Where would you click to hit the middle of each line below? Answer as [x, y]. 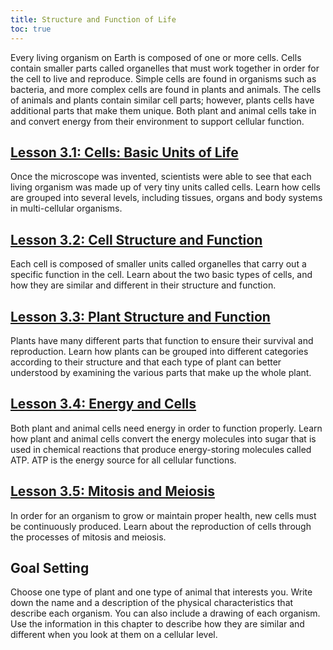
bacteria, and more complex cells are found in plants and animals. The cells [166, 89]
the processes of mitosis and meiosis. [88, 537]
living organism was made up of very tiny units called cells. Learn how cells [165, 187]
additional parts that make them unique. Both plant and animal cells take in [163, 110]
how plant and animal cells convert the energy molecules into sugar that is [163, 438]
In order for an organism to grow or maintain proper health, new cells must [163, 515]
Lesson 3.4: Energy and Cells [103, 404]
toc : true [31, 29]
